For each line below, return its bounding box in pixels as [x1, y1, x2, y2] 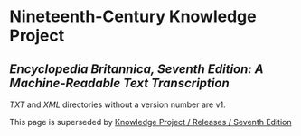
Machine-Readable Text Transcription [9, 75, 230, 91]
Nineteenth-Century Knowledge [9, 6, 257, 27]
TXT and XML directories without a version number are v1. [9, 99, 226, 110]
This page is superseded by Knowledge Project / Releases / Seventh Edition [9, 117, 292, 127]
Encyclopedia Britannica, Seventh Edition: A [9, 61, 264, 77]
